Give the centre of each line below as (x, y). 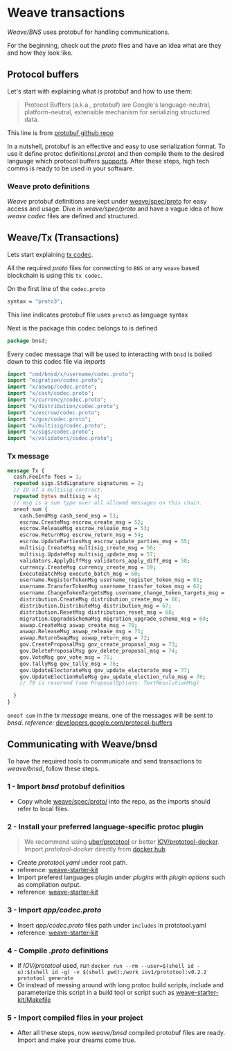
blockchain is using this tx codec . (55, 275)
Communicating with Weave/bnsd (82, 744)
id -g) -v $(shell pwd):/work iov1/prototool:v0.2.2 (129, 972)
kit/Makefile (34, 1000)
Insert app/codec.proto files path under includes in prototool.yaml (111, 925)
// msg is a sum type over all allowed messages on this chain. (108, 503)
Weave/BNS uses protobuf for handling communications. (88, 32)
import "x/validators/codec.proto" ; (60, 439)
